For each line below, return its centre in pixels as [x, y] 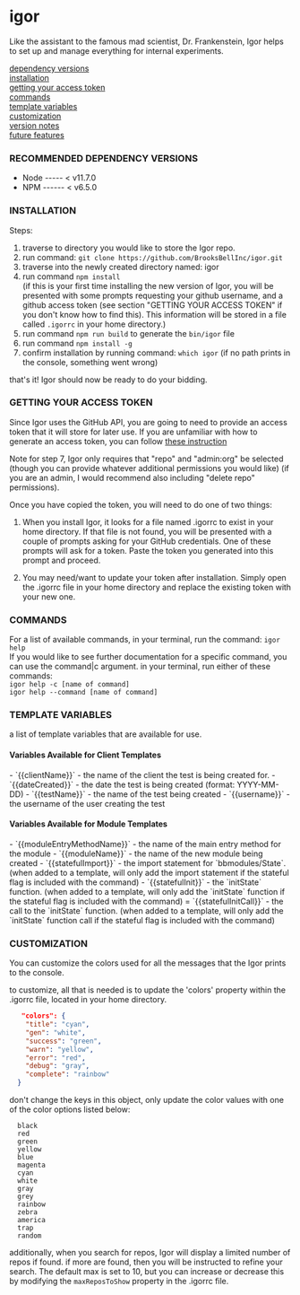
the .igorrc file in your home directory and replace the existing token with [157, 587]
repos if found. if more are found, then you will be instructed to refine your [146, 1262]
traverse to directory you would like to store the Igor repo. [129, 248]
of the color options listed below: [70, 1109]
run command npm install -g [77, 343]
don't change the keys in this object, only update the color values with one [147, 1100]
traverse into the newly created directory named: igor [120, 267]
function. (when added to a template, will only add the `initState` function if [147, 891]
